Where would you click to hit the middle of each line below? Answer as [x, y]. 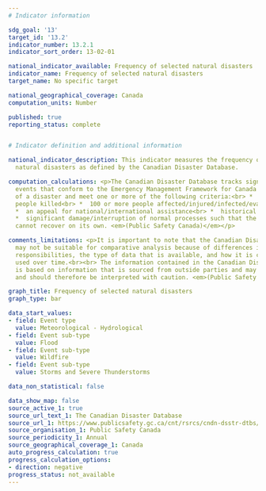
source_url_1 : [32, 423]
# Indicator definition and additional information [95, 146]
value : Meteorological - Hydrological [80, 328]
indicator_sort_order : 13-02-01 [61, 52]
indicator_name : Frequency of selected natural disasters [106, 74]
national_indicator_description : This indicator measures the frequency [131, 160]
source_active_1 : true [46, 408]
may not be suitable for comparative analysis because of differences [134, 247]
